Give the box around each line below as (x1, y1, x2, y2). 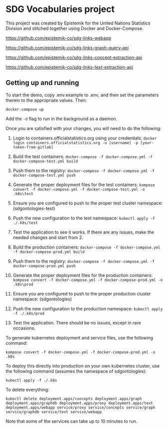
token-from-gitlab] (12, 144, 54, 149)
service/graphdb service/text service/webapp (5, 409, 102, 414)
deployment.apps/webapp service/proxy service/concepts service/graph (5, 405, 156, 410)
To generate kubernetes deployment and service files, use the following (5, 334, 154, 340)
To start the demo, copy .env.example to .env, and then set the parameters (5, 91, 159, 98)
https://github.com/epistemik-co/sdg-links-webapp (5, 35, 112, 41)
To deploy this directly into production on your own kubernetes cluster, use (5, 362, 160, 368)
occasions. (12, 325, 36, 331)
